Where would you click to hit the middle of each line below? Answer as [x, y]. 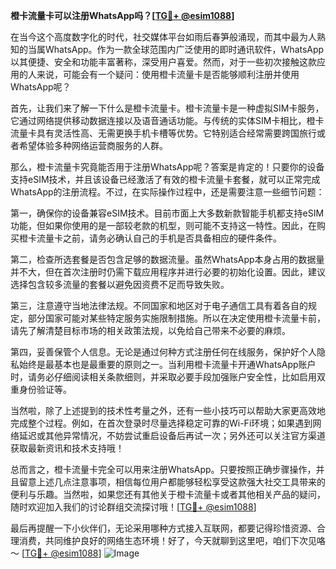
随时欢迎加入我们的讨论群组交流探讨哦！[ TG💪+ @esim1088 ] [133, 507]
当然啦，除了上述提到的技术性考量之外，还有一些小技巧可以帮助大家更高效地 [168, 410]
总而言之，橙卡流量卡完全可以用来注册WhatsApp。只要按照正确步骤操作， [163, 469]
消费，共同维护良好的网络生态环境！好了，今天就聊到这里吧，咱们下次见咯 [172, 540]
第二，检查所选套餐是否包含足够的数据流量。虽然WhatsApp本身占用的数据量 [167, 259]
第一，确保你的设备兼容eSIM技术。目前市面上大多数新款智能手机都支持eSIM [167, 213]
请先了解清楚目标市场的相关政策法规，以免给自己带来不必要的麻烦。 [150, 330]
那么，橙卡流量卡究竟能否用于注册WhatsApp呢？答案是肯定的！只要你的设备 [167, 167]
